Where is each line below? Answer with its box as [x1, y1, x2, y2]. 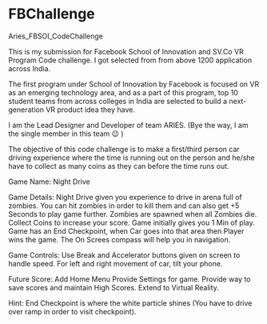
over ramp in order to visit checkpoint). [8, 306, 137, 316]
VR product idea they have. [45, 105, 136, 114]
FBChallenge [8, 5, 96, 23]
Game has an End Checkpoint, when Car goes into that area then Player [8, 226, 245, 236]
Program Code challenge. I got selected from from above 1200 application [8, 55, 253, 65]
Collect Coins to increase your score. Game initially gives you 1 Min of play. [8, 218, 256, 227]
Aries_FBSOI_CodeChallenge [8, 31, 104, 41]
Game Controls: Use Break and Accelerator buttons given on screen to [8, 250, 241, 260]
